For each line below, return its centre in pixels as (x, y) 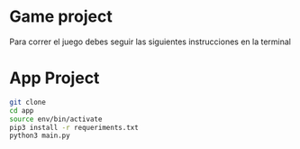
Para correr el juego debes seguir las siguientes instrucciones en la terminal (150, 42)
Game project (61, 17)
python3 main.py (40, 136)
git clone (28, 102)
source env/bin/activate (56, 119)
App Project (55, 78)
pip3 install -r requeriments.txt (74, 127)
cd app (22, 110)
